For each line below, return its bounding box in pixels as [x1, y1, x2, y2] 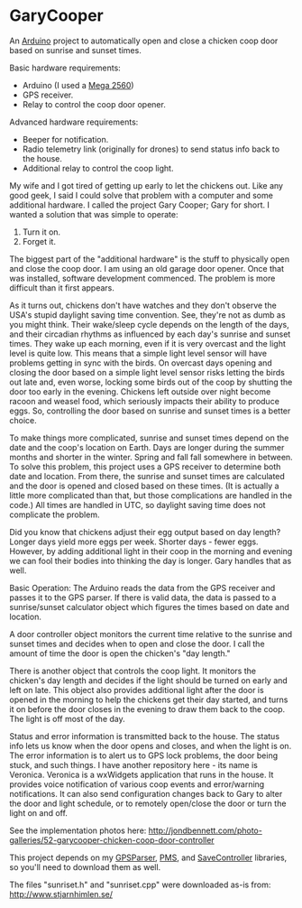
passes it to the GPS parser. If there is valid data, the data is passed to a [9, 592, 277, 603]
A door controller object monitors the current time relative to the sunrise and [9, 628, 293, 639]
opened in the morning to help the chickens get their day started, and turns [9, 694, 288, 705]
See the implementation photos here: [9, 825, 147, 836]
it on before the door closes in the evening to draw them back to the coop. [9, 703, 286, 714]
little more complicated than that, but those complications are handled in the [9, 489, 293, 501]
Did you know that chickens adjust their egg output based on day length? [9, 526, 281, 537]
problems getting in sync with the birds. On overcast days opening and [9, 357, 272, 368]
